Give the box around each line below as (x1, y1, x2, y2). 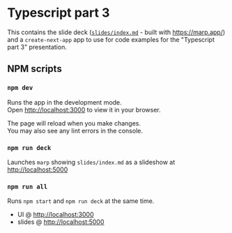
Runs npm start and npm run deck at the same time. (7, 197, 155, 205)
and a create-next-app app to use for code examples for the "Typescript (7, 35, 215, 43)
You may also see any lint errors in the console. (7, 126, 143, 135)
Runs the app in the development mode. (7, 98, 122, 106)
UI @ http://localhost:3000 (17, 211, 94, 219)
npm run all (7, 183, 48, 190)
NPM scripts (7, 63, 63, 75)
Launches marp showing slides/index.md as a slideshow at (7, 158, 176, 166)
